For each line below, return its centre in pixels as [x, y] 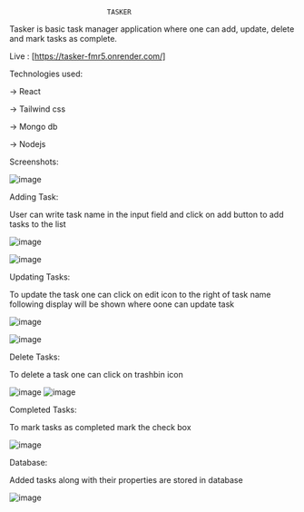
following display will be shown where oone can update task [122, 304]
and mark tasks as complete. [64, 39]
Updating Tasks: [40, 277]
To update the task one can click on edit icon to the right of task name [140, 295]
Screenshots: [34, 162]
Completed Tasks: [43, 409]
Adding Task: [34, 197]
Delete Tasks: [35, 357]
